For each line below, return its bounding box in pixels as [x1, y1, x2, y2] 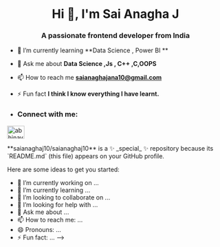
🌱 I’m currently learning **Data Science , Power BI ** [16, 46, 168, 54]
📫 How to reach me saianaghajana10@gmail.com [16, 74, 162, 82]
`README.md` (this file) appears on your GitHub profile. [7, 151, 165, 160]
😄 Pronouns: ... [16, 225, 62, 233]
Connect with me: [16, 109, 78, 119]
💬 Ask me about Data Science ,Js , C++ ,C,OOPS [16, 60, 157, 68]
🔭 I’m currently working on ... [16, 178, 99, 186]
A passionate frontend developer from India [41, 31, 190, 41]
